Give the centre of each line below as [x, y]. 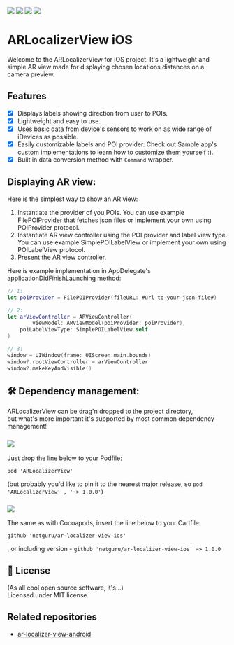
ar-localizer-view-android [54, 634]
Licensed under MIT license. [48, 595]
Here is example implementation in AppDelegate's [79, 270]
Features [27, 96]
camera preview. [31, 74]
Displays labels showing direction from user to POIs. [92, 113]
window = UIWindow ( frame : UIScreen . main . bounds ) [79, 355]
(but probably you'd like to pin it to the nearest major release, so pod [105, 484]
